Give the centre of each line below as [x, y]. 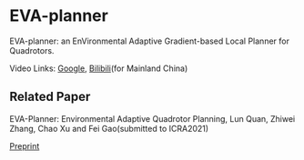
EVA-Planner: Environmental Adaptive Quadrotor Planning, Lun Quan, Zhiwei [152, 118]
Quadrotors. [32, 50]
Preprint [25, 145]
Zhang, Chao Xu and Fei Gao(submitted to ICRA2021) [109, 128]
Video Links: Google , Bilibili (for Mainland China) [99, 68]
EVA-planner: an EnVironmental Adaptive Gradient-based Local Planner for [149, 41]
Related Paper [50, 97]
